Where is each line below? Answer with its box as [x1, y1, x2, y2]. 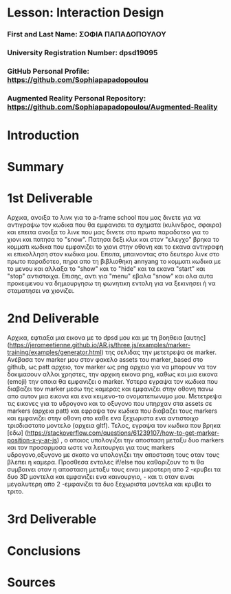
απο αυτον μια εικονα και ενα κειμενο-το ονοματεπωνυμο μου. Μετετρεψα [7, 392, 222, 400]
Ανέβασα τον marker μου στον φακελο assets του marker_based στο [7, 356, 203, 364]
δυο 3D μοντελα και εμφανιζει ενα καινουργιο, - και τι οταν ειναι [7, 473, 195, 481]
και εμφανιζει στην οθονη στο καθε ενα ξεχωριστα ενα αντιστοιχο [7, 414, 199, 422]
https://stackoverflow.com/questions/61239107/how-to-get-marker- [27, 429, 220, 437]
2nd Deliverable [7, 311, 100, 327]
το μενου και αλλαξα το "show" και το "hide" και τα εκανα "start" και [7, 265, 206, 273]
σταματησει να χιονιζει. [7, 287, 75, 295]
